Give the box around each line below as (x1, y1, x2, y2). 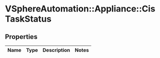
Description (43, 47, 70, 53)
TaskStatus (5, 13, 52, 24)
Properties (5, 33, 38, 41)
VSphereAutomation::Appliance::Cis (5, 3, 156, 14)
